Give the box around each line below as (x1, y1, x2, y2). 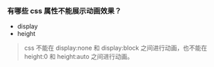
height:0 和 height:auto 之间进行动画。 (23, 52, 134, 61)
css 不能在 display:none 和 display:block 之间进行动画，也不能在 (23, 44, 208, 52)
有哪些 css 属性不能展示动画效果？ (7, 6, 122, 15)
